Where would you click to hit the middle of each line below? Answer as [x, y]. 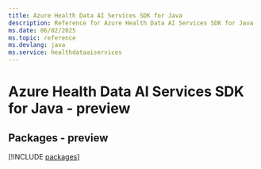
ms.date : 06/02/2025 [42, 30]
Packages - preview [58, 138]
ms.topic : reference [42, 38]
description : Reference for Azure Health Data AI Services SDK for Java [131, 23]
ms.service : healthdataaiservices [65, 52]
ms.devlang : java [37, 45]
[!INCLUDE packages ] [44, 157]
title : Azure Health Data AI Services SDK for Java [95, 15]
